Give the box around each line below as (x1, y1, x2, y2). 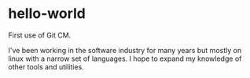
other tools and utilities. (8, 62, 84, 71)
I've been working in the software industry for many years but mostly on (8, 45, 242, 55)
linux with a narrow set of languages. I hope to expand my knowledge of (8, 54, 242, 63)
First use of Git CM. (8, 30, 72, 40)
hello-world (8, 5, 86, 23)
